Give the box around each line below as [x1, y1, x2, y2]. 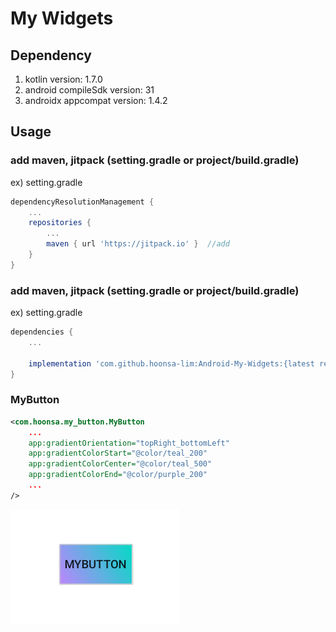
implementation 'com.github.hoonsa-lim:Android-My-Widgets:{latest [28, 358, 315, 369]
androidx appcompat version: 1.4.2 [24, 95, 168, 106]
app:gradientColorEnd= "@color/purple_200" [28, 470, 208, 480]
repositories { [28, 218, 92, 228]
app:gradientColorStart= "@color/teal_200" [28, 448, 208, 459]
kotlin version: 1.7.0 [24, 73, 103, 85]
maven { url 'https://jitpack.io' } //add [46, 239, 230, 249]
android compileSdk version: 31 [24, 84, 155, 96]
